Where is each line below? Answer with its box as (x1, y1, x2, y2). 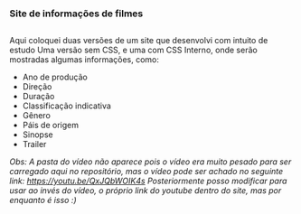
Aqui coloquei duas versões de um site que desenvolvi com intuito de (9, 35, 268, 46)
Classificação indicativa (22, 100, 111, 111)
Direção (22, 81, 52, 92)
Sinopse (22, 129, 53, 140)
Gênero (22, 110, 52, 121)
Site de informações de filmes (9, 7, 144, 20)
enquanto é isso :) (9, 195, 77, 206)
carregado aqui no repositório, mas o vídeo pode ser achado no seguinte (9, 166, 284, 177)
